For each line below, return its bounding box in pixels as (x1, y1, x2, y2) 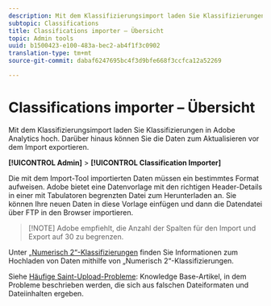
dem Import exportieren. (8, 142, 90, 151)
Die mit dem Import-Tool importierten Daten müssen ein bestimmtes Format (8, 173, 260, 183)
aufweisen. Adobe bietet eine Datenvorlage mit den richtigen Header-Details (8, 182, 263, 192)
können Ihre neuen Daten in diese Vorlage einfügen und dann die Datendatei (8, 199, 263, 209)
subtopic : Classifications (8, 19, 99, 27)
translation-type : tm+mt (8, 49, 92, 57)
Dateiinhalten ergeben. (8, 288, 85, 298)
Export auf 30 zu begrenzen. (27, 231, 124, 242)
